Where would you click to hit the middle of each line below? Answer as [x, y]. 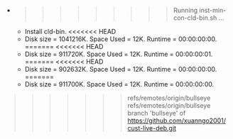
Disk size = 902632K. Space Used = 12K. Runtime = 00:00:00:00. [121, 69]
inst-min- [212, 10]
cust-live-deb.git [152, 128]
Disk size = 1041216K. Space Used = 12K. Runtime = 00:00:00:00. [121, 39]
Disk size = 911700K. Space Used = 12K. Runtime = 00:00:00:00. [119, 84]
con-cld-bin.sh [195, 18]
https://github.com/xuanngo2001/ [177, 121]
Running [185, 10]
